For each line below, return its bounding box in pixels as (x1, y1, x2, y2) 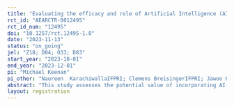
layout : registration (7, 88, 70, 95)
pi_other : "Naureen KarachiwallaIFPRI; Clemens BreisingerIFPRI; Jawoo (7, 75, 223, 82)
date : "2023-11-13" (7, 36, 64, 43)
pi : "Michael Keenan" (7, 68, 70, 75)
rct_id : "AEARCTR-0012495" (7, 17, 86, 24)
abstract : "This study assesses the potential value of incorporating (7, 82, 217, 89)
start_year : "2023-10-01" (7, 56, 82, 63)
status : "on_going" (7, 43, 64, 50)
